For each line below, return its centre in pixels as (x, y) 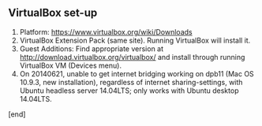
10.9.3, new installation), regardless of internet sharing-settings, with (131, 82)
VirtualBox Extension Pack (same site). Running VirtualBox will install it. (135, 40)
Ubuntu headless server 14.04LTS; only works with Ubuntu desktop (129, 91)
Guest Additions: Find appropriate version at (92, 48)
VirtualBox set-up (53, 13)
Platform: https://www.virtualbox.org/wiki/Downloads (106, 31)
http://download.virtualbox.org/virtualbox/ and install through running (132, 57)
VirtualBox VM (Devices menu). (71, 65)
